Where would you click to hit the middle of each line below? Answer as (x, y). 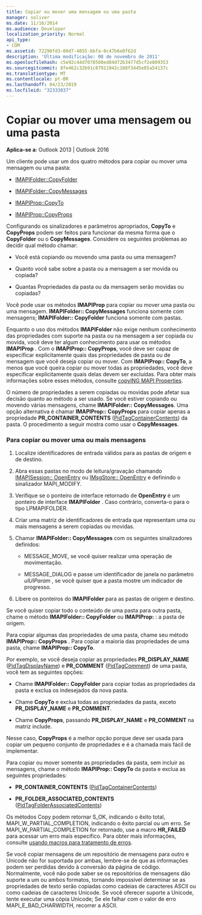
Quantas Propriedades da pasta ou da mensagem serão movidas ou (99, 286)
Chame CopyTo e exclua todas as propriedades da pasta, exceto (96, 702)
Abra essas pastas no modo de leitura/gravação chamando (88, 471)
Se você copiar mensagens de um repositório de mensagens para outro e (98, 854)
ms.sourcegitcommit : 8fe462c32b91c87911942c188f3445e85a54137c (87, 68)
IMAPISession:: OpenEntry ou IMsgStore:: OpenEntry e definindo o (98, 477)
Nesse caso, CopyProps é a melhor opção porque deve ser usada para (95, 738)
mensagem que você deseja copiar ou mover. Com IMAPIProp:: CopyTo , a (99, 361)
